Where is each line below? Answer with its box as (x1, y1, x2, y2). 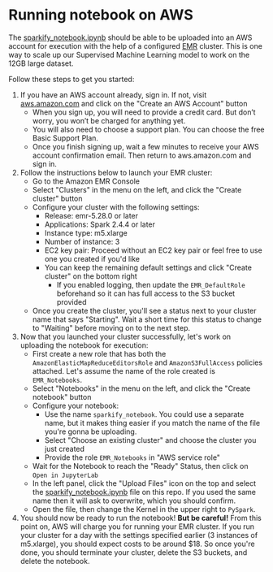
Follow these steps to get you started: (8, 74, 135, 84)
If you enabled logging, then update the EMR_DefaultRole (56, 279, 245, 289)
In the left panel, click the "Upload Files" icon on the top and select (32, 478, 257, 488)
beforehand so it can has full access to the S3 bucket (56, 288, 236, 298)
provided (56, 297, 87, 306)
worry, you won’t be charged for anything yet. (32, 115, 186, 125)
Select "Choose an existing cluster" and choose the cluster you (44, 435, 257, 444)
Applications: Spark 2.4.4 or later (44, 219, 156, 229)
